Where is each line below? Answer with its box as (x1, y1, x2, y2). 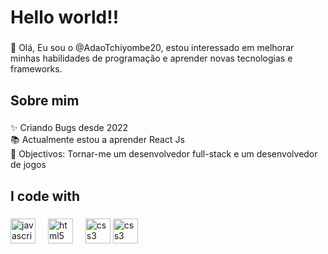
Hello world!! (10, 6, 120, 29)
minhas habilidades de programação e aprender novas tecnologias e (10, 52, 293, 65)
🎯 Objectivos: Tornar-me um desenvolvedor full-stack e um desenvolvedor (10, 148, 318, 160)
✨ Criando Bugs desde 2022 (10, 122, 129, 134)
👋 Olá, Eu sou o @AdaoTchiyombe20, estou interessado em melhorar (10, 42, 295, 54)
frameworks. (10, 63, 63, 75)
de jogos (10, 159, 47, 171)
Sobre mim (10, 92, 80, 109)
